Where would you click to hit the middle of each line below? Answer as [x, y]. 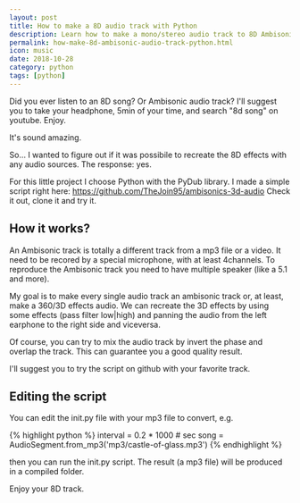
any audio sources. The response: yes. [80, 164]
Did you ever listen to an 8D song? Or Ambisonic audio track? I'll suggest [143, 101]
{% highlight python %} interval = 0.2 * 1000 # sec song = [117, 435]
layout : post [33, 17]
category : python [42, 68]
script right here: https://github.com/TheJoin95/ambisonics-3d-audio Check [150, 191]
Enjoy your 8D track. [47, 489]
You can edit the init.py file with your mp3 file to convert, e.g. [121, 418]
